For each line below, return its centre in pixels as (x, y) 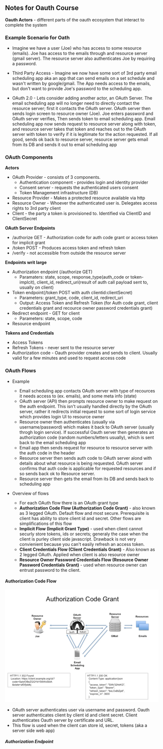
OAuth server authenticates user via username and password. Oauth (81, 710)
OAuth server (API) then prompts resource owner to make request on (89, 401)
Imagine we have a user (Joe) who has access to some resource (77, 48)
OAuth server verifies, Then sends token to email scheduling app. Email (84, 119)
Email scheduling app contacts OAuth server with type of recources (87, 391)
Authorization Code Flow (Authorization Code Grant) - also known (87, 508)
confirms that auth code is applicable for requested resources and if (88, 468)
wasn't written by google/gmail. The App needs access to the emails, (81, 84)
